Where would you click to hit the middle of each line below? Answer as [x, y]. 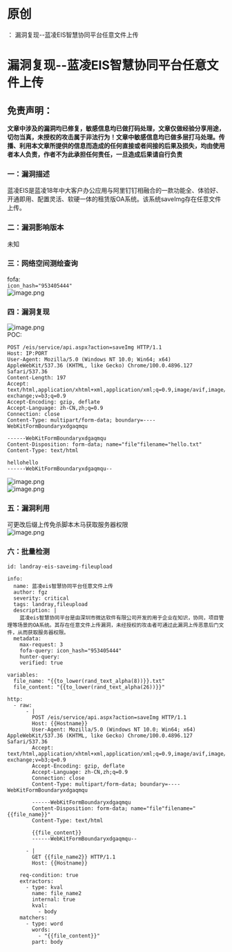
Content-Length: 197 [37, 378]
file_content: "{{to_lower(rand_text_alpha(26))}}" [89, 687]
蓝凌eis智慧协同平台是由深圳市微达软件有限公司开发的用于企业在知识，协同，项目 [119, 618]
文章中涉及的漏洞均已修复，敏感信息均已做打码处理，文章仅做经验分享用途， [116, 128]
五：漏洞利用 [29, 508]
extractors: [37, 881]
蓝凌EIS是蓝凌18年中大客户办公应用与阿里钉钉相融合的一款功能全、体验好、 [115, 191]
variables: [23, 675]
